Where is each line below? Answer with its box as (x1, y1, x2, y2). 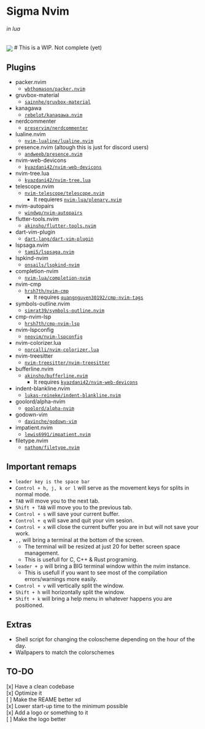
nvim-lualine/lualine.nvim (24, 138, 94, 145)
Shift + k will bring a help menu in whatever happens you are (15, 595, 172, 603)
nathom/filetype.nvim (24, 445, 80, 451)
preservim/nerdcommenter (24, 125, 88, 131)
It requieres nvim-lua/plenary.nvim (33, 196, 122, 203)
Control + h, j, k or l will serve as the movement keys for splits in (15, 484, 190, 492)
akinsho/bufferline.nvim (24, 373, 88, 379)
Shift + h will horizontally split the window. (15, 588, 126, 596)
